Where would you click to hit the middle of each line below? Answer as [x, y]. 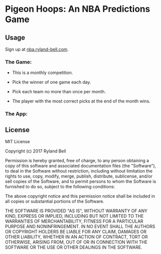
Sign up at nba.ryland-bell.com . [37, 49]
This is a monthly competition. [43, 73]
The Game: [18, 62]
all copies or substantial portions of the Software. [55, 202]
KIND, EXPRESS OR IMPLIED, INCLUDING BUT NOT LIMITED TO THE [74, 216]
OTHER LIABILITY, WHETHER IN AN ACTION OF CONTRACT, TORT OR [76, 237]
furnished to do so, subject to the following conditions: [60, 187]
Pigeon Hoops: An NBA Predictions [78, 9]
